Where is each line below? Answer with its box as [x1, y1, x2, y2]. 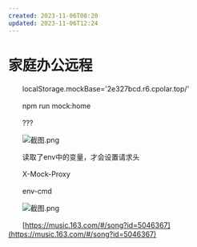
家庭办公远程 [8, 56, 94, 75]
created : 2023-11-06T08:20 [8, 11, 98, 20]
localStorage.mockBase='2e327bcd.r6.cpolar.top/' [22, 84, 190, 94]
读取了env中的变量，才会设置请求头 [22, 152, 140, 162]
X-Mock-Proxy [22, 169, 70, 179]
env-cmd [22, 186, 52, 196]
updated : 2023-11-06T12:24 [8, 19, 98, 27]
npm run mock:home [22, 101, 91, 111]
